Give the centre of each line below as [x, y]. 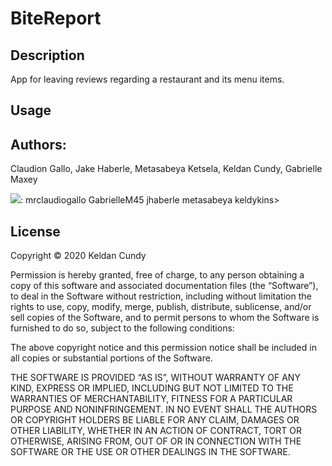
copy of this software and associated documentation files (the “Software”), [164, 286]
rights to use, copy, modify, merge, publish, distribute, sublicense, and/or [161, 307]
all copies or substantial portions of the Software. [111, 358]
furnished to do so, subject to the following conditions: [122, 328]
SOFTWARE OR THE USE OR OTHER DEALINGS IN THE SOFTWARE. [150, 452]
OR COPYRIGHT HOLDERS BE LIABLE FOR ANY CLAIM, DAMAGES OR [155, 420]
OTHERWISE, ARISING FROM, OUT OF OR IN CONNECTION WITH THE [156, 441]
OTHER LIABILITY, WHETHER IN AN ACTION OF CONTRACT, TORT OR [156, 431]
